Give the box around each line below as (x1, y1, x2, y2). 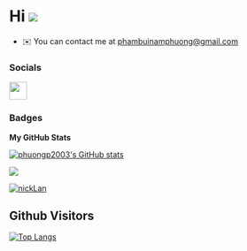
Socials (9, 61, 42, 73)
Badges (9, 112, 42, 125)
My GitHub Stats (9, 132, 72, 142)
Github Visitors (9, 208, 95, 223)
